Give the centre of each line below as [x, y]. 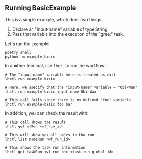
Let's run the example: [27, 44]
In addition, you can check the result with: [47, 113]
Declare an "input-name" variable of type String [60, 29]
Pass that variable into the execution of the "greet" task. [68, 34]
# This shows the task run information [45, 147]
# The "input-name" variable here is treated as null [61, 75]
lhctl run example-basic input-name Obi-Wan [51, 92]
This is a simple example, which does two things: [54, 19]
